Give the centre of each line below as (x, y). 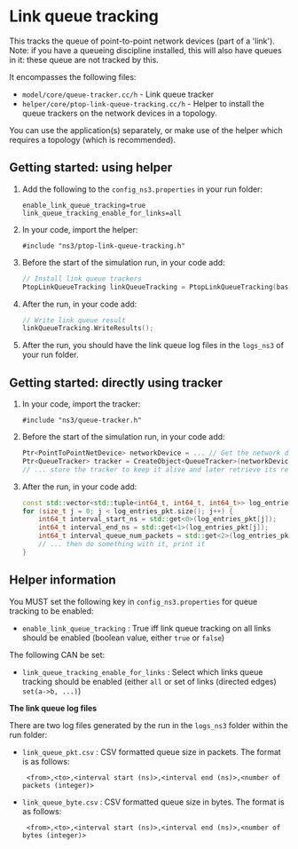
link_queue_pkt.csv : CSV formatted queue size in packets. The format (151, 751)
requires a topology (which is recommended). (92, 139)
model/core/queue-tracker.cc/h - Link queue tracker (118, 94)
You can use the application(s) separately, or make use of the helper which (146, 130)
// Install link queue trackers (82, 278)
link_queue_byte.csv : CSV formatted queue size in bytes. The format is (153, 802)
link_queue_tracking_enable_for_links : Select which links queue (142, 671)
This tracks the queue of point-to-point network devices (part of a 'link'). (142, 41)
